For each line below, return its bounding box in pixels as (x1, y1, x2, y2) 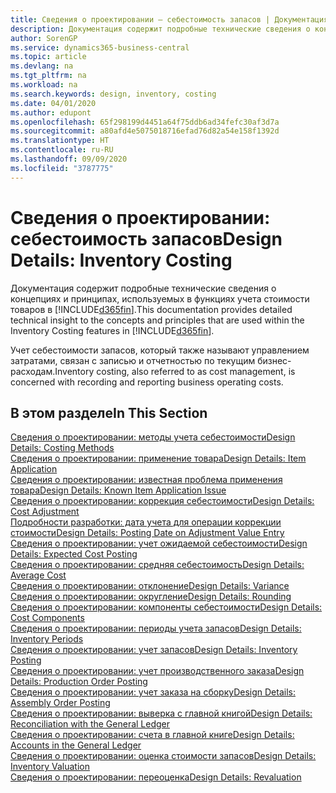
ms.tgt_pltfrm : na (10, 71, 87, 81)
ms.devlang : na (10, 61, 74, 71)
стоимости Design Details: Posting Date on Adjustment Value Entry (10, 527, 285, 539)
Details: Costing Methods (10, 442, 115, 454)
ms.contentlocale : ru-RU (10, 145, 114, 155)
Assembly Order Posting (10, 697, 111, 709)
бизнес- (257, 354, 292, 366)
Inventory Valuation (10, 761, 90, 773)
